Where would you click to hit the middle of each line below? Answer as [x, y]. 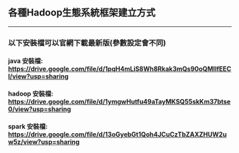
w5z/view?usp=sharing [44, 142]
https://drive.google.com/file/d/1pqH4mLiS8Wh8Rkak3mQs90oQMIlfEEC [120, 69]
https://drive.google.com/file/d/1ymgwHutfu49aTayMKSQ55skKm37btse [119, 101]
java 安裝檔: [26, 61]
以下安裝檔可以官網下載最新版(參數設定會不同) [87, 42]
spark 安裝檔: [28, 126]
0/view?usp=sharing [40, 109]
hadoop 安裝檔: [31, 93]
